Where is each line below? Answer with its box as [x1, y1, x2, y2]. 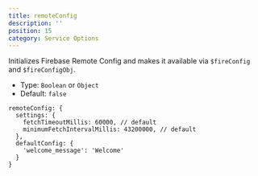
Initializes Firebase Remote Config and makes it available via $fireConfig [8, 56, 251, 66]
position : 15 [8, 27, 52, 35]
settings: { [15, 112, 56, 120]
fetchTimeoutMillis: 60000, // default [23, 118, 157, 127]
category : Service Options [8, 34, 99, 43]
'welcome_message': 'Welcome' [23, 146, 125, 155]
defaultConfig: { [15, 140, 74, 148]
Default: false [19, 89, 67, 99]
